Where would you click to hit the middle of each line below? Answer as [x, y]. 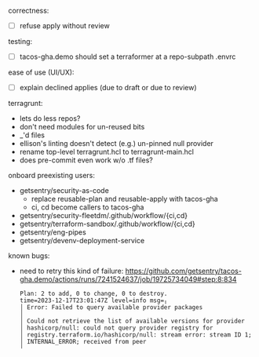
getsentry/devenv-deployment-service [82, 241]
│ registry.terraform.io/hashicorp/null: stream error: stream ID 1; [136, 335]
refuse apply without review [64, 25]
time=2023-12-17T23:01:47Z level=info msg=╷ [93, 301]
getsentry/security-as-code [64, 191]
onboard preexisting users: [52, 176]
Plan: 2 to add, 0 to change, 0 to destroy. [93, 294]
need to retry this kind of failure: [71, 271]
